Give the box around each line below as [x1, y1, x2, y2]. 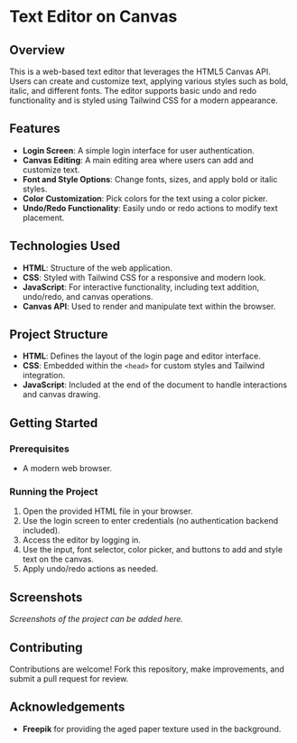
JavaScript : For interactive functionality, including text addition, [22, 282, 260, 293]
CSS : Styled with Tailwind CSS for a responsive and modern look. [22, 272, 266, 283]
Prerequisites [9, 442, 70, 455]
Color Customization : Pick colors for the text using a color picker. [22, 192, 268, 204]
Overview [9, 42, 66, 58]
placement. [22, 212, 65, 223]
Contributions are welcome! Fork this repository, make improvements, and [9, 664, 284, 674]
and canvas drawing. [22, 389, 101, 400]
